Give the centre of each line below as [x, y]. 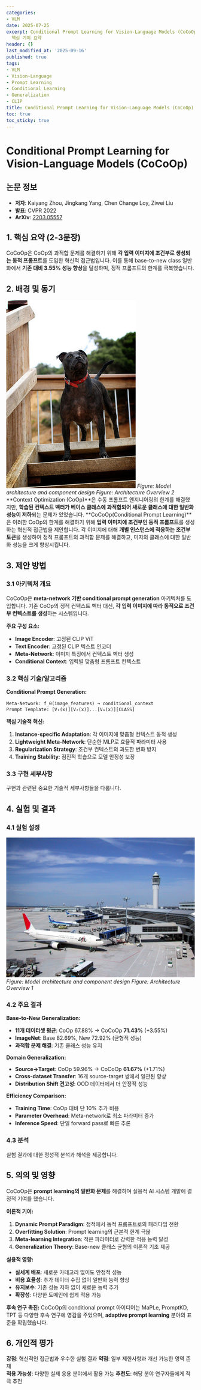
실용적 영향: [20, 1259]
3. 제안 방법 [26, 566]
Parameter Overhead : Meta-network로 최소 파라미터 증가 [84, 1116]
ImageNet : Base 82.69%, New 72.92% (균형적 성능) [78, 1038]
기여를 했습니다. [36, 1198]
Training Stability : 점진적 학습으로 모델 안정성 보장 [75, 757]
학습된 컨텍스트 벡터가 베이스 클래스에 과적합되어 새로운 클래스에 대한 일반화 [106, 507]
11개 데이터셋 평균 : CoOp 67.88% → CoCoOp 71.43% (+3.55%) [91, 1031]
